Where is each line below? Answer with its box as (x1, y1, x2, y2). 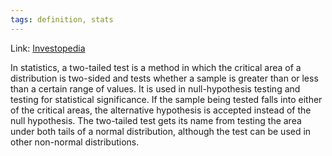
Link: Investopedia (10, 42, 86, 54)
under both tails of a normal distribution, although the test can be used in (10, 125, 312, 137)
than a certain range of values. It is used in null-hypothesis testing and (10, 82, 301, 95)
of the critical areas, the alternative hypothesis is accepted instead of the (10, 104, 312, 116)
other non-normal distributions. (10, 136, 140, 148)
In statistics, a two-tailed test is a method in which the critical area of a (10, 61, 302, 73)
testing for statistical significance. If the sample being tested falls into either (10, 93, 323, 105)
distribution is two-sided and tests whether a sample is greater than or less (10, 72, 319, 84)
